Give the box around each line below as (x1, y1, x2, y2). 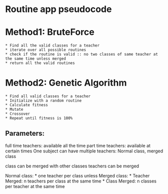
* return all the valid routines (5, 61, 75, 66)
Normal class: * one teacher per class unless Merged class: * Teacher (5, 172, 150, 178)
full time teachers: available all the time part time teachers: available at (5, 142, 151, 148)
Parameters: (5, 129, 45, 138)
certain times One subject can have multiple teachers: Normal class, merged (5, 148, 163, 154)
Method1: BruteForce (5, 27, 95, 38)
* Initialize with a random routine (5, 98, 82, 103)
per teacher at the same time (5, 183, 65, 189)
